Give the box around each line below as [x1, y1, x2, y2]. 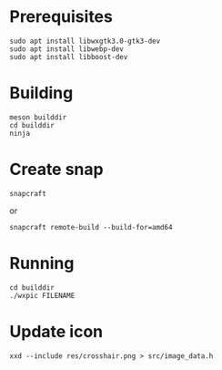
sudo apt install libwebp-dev [9, 44, 125, 54]
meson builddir [9, 112, 67, 122]
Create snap [9, 159, 104, 180]
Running [9, 253, 75, 273]
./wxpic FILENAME [9, 291, 76, 300]
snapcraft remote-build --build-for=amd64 [9, 222, 173, 231]
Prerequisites [9, 6, 114, 27]
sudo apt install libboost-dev [9, 52, 128, 61]
